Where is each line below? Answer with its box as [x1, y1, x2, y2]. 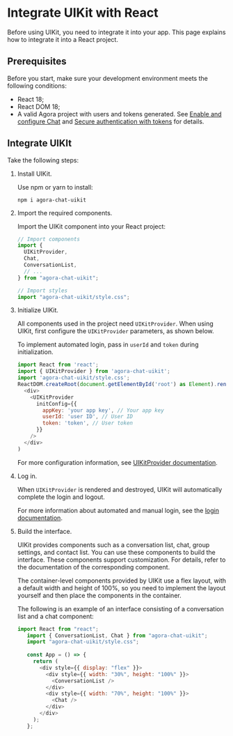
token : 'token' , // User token [42, 420, 134, 427]
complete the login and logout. [17, 493, 106, 501]
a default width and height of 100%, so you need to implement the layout [17, 583, 226, 592]
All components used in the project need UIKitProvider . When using [17, 319, 214, 328]
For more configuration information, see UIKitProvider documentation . [17, 458, 218, 466]
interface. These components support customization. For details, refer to [17, 555, 226, 564]
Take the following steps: [7, 155, 79, 164]
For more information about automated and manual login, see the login [17, 506, 219, 514]
